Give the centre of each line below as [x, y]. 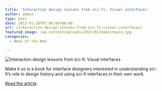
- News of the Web [28, 41]
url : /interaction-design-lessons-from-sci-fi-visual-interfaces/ [74, 28]
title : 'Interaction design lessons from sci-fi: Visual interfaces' [77, 9]
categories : [17, 37]
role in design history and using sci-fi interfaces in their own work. [78, 74]
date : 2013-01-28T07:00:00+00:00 [39, 23]
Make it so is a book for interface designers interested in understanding [77, 69]
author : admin [19, 14]
